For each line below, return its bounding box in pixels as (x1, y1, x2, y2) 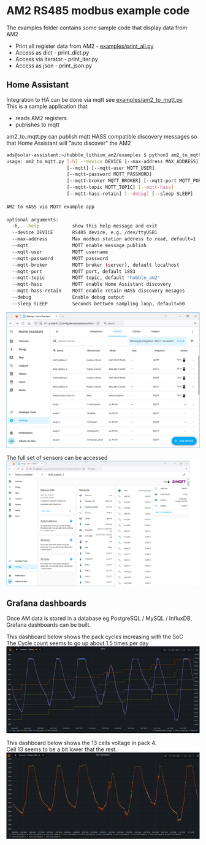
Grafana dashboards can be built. (6, 621, 91, 629)
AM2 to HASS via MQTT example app (6, 204, 95, 210)
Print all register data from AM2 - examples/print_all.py (15, 42, 154, 50)
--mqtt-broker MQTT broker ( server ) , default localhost (12, 262, 180, 268)
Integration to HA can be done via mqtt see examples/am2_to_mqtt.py (6, 96, 183, 103)
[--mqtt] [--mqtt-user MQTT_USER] (66, 165, 155, 171)
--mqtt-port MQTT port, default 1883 (12, 268, 136, 275)
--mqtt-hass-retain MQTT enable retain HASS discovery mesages (12, 288, 185, 294)
